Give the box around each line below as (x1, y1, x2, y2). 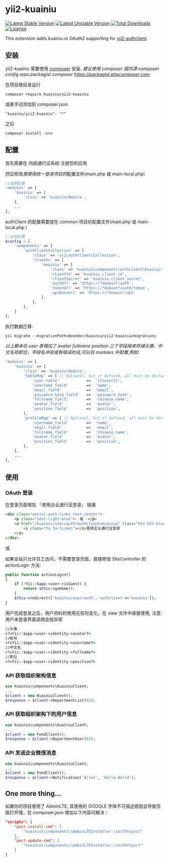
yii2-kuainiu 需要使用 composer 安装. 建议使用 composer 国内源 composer (5, 66, 159, 72)
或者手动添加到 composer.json (5, 101, 68, 107)
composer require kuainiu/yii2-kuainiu (5, 92, 89, 97)
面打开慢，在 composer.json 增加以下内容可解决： (5, 809, 109, 815)
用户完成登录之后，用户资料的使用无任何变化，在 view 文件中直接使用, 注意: (5, 610, 162, 616)
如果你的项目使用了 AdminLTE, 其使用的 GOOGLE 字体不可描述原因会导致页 (5, 803, 161, 809)
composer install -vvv (5, 131, 53, 136)
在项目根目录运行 (5, 82, 41, 88)
